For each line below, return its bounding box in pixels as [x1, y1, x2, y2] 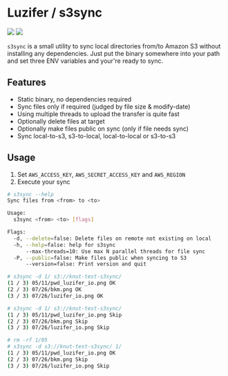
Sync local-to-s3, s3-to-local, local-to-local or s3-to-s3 [17, 131, 176, 140]
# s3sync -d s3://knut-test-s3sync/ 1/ [7, 344, 122, 350]
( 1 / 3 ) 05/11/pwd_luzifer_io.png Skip [7, 311, 122, 319]
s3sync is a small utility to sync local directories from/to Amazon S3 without [7, 41, 221, 50]
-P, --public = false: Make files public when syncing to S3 [13, 254, 187, 261]
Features [7, 77, 46, 88]
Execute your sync [17, 178, 70, 186]
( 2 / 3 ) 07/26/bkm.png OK [7, 286, 82, 293]
